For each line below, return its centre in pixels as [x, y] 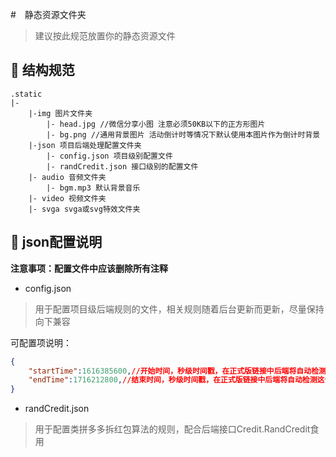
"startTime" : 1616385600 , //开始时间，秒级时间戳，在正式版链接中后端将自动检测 [177, 371]
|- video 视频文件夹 [67, 198]
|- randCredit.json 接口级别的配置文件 [122, 166]
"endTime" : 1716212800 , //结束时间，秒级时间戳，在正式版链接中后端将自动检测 [173, 380]
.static [26, 94]
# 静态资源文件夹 [48, 14]
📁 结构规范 [42, 70]
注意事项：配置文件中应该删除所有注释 [89, 268]
